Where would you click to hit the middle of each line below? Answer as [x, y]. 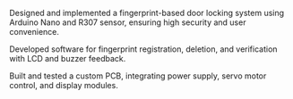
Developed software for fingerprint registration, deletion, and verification [143, 49]
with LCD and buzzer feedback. [68, 58]
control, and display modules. [64, 85]
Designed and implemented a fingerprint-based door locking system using [147, 13]
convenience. [34, 32]
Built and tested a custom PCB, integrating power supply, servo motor [138, 76]
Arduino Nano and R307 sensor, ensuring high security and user [128, 22]
